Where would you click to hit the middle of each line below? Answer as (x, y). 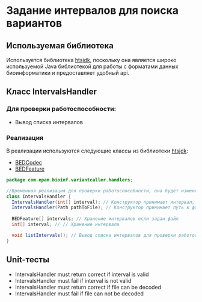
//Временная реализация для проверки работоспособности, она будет (93, 190)
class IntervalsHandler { (38, 197)
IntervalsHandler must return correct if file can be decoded (88, 287)
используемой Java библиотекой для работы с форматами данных (92, 66)
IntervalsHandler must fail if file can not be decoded (79, 294)
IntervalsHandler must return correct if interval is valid (82, 274)
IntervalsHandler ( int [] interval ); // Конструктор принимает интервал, (103, 202)
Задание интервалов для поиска (93, 11)
